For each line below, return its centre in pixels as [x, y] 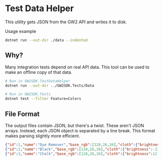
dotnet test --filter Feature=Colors [43, 99]
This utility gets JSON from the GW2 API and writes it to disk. [66, 22]
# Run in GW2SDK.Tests [28, 94]
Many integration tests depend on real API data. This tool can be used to [77, 67]
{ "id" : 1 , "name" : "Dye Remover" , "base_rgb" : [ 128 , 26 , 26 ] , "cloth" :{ [71, 145]
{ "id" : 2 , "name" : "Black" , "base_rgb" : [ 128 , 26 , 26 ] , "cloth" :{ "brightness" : [79, 149]
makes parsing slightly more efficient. [42, 136]
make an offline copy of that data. [39, 72]
